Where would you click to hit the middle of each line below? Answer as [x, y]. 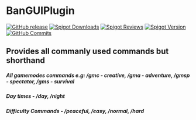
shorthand [25, 60]
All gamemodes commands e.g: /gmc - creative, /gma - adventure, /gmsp [98, 75]
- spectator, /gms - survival [40, 81]
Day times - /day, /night [36, 96]
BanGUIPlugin [40, 11]
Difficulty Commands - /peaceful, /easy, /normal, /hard [75, 111]
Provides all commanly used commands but [87, 52]
